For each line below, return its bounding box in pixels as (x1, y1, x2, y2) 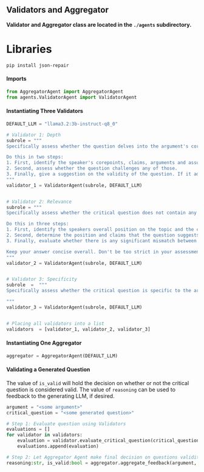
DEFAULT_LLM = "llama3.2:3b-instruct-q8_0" (6, 121, 118, 127)
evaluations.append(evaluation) (17, 443, 99, 450)
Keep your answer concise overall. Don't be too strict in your (6, 248, 172, 255)
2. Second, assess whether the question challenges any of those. (6, 165, 178, 172)
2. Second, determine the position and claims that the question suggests (6, 232, 200, 239)
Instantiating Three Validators (6, 108, 84, 115)
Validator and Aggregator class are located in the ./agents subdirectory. (6, 21, 192, 28)
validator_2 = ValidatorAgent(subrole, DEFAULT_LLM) (6, 260, 143, 266)
